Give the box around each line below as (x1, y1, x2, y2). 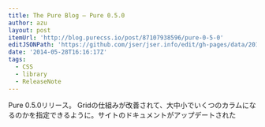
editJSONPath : (8, 41, 55, 49)
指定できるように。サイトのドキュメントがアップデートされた (35, 110, 237, 119)
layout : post (8, 26, 51, 34)
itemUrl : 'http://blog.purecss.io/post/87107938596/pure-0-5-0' (8, 33, 224, 42)
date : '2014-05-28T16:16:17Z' (8, 48, 108, 56)
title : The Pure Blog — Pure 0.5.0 (8, 11, 125, 20)
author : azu (8, 19, 47, 27)
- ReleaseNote (15, 77, 62, 85)
